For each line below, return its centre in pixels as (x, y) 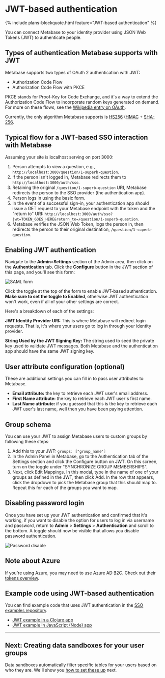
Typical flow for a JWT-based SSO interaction (77, 138)
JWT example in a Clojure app (43, 620)
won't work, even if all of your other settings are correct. (62, 302)
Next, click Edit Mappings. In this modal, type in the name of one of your (85, 472)
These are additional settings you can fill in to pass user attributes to (74, 379)
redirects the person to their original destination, (61, 229)
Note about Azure (33, 561)
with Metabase (28, 145)
